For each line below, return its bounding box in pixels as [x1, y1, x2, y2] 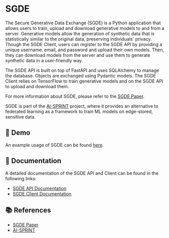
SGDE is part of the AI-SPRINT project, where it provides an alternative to [5, 103, 159, 109]
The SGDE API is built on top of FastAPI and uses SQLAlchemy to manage [5, 67, 159, 73]
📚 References [5, 206, 51, 214]
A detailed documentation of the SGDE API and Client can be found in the [5, 170, 159, 176]
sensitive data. [5, 113, 36, 120]
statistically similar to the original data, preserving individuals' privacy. [5, 36, 152, 42]
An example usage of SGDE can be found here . [5, 142, 104, 148]
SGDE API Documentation [12, 185, 67, 191]
